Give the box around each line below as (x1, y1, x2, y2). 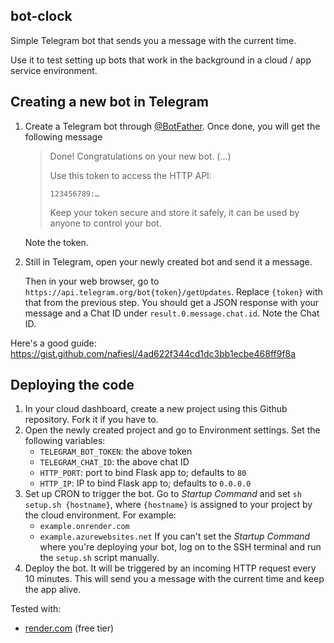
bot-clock (10, 8, 73, 25)
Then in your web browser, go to (24, 275, 160, 287)
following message (24, 130, 103, 143)
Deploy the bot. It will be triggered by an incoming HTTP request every (24, 562, 317, 574)
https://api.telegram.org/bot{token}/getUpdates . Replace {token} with (24, 285, 323, 298)
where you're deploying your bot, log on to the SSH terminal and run (39, 541, 322, 553)
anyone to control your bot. (49, 217, 162, 229)
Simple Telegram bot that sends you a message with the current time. (10, 34, 297, 46)
